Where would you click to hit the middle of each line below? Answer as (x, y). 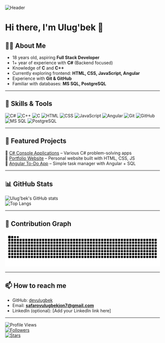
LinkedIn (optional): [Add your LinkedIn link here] (62, 310)
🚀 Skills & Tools (29, 104)
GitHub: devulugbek (32, 300)
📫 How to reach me (36, 286)
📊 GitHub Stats (29, 184)
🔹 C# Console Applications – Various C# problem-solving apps (68, 153)
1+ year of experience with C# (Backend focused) (62, 63)
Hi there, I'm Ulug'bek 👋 (54, 28)
